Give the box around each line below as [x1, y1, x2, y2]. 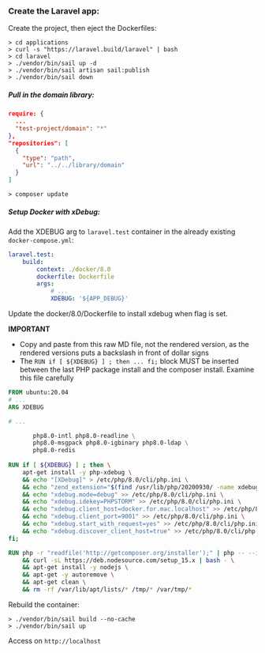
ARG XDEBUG [8, 403, 44, 411]
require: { [8, 110, 44, 118]
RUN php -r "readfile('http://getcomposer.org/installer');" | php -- [8, 549, 245, 557]
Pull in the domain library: [8, 89, 95, 100]
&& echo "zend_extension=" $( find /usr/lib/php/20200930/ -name [22, 483, 235, 491]
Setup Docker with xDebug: [8, 207, 100, 217]
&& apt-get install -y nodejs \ [22, 564, 129, 572]
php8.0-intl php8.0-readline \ [32, 432, 136, 440]
